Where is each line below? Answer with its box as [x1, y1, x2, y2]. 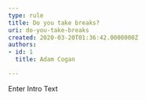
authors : [8, 41, 37, 49]
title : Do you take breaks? [8, 19, 100, 27]
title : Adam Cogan [15, 56, 76, 64]
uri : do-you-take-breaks [8, 26, 89, 34]
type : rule [8, 11, 44, 20]
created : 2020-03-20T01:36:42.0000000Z [8, 33, 139, 42]
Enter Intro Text [8, 83, 58, 93]
